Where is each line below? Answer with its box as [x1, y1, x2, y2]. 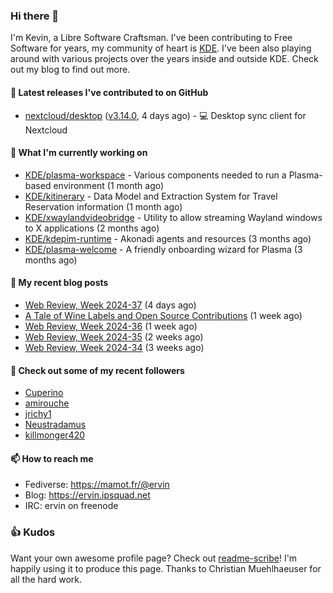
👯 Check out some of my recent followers [10, 364, 185, 376]
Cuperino [24, 387, 64, 399]
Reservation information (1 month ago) [24, 200, 183, 213]
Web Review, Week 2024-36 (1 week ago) [24, 320, 198, 332]
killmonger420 [24, 429, 86, 441]
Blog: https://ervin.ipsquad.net [24, 489, 151, 501]
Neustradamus [24, 419, 87, 431]
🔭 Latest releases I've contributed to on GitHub [10, 86, 209, 98]
